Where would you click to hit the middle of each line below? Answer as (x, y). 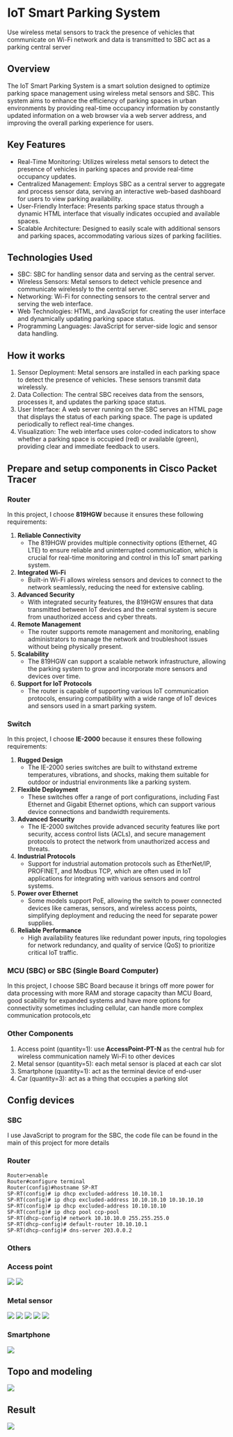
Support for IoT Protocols (55, 683)
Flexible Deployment (48, 790)
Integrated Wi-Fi (41, 572)
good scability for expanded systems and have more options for (99, 1001)
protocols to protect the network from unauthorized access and (119, 841)
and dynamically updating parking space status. (86, 319)
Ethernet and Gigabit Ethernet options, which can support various (121, 804)
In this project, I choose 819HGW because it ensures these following (105, 514)
